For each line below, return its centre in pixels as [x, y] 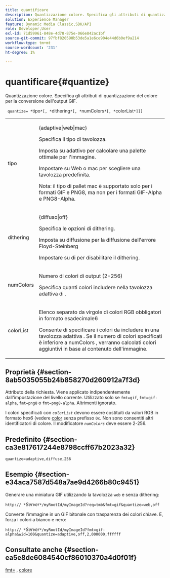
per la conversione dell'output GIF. [41, 101]
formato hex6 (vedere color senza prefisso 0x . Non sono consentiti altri [79, 418]
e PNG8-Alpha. [57, 199]
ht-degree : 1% [20, 52]
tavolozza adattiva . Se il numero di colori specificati [100, 336]
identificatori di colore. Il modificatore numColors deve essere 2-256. [76, 423]
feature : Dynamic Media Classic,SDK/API [49, 24]
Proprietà [20, 372]
